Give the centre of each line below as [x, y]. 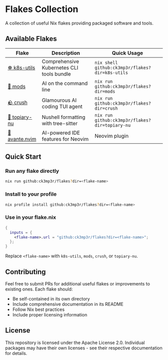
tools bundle [56, 74]
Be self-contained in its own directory [51, 298]
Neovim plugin [112, 136]
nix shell [106, 63]
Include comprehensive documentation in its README [68, 304]
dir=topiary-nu [113, 125]
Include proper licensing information [50, 314]
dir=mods [105, 91]
